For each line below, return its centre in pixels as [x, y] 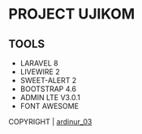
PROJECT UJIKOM [72, 14]
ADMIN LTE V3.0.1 [50, 97]
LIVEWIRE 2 [40, 72]
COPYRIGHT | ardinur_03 [50, 121]
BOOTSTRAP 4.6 [48, 89]
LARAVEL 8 [39, 63]
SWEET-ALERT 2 [48, 80]
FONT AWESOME [49, 106]
